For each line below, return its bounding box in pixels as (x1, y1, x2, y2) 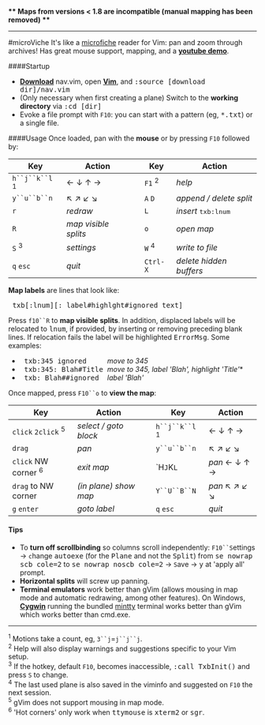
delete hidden (176, 256, 227, 267)
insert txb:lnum (176, 205, 231, 216)
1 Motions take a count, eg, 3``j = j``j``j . (8, 632, 143, 643)
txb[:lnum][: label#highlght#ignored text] (12, 301, 184, 310)
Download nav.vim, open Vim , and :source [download (19, 77, 206, 86)
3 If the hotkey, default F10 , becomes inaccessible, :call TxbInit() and (8, 660, 251, 671)
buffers (176, 265, 203, 276)
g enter (12, 505, 39, 513)
